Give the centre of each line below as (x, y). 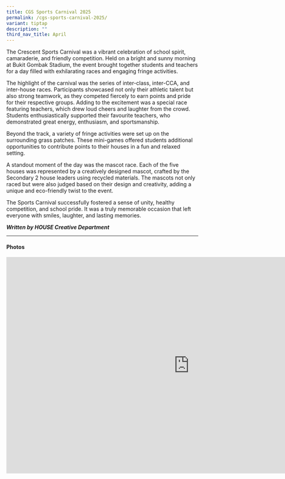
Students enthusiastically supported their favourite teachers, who (88, 116)
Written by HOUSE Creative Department (58, 227)
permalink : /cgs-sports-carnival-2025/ (57, 18)
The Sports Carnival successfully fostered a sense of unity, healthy (90, 203)
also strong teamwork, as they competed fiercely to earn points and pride (99, 96)
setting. (16, 153)
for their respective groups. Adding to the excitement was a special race (97, 103)
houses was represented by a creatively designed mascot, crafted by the (98, 172)
